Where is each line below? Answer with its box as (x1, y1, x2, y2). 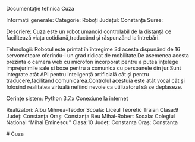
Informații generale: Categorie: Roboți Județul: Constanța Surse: (6, 17, 163, 23)
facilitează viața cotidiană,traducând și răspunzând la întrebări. (6, 34, 161, 41)
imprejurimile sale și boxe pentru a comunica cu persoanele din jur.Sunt (6, 64, 181, 72)
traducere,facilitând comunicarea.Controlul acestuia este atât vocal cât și (6, 77, 185, 84)
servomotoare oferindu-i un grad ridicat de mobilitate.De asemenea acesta (6, 52, 189, 59)
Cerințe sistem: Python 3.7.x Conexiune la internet (6, 95, 128, 102)
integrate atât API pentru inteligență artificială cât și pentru (6, 71, 150, 78)
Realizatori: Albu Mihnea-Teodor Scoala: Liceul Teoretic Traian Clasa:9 (6, 106, 179, 113)
